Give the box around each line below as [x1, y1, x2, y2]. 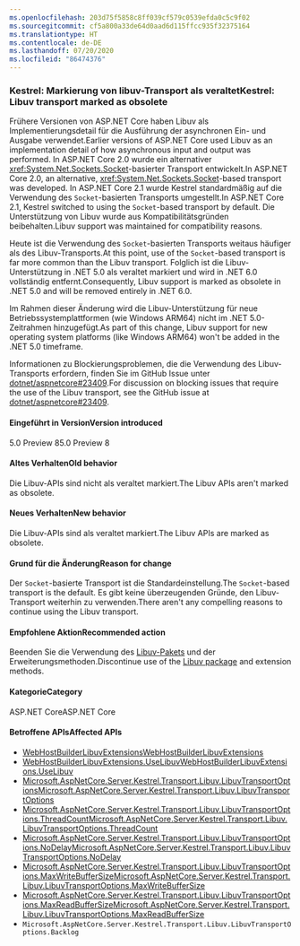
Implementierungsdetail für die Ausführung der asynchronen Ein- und [9, 126, 267, 136]
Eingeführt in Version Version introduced [9, 417, 163, 428]
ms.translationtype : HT [9, 30, 99, 39]
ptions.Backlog [21, 927, 80, 937]
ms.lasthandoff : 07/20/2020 [9, 47, 115, 56]
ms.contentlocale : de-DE [9, 38, 102, 48]
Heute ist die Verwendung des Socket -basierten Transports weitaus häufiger [9, 239, 291, 249]
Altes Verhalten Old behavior [9, 458, 118, 469]
